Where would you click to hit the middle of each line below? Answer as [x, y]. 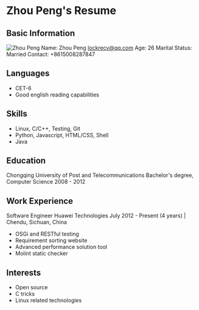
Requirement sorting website [51, 240]
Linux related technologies [48, 300]
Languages [28, 74]
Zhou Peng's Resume [61, 11]
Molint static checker [41, 253]
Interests [24, 272]
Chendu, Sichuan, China [37, 222]
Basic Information [41, 33]
